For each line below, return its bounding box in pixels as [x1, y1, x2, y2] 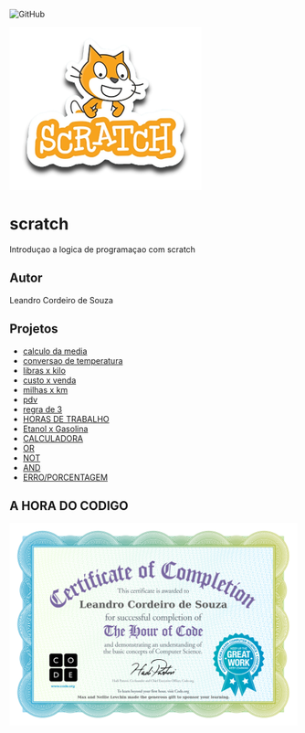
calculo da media [22, 345, 88, 356]
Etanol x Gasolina [22, 423, 89, 434]
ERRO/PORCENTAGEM [22, 472, 108, 483]
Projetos [9, 321, 58, 337]
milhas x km [22, 384, 68, 395]
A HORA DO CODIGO [9, 498, 130, 514]
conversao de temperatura [22, 355, 123, 366]
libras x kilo [22, 365, 67, 376]
